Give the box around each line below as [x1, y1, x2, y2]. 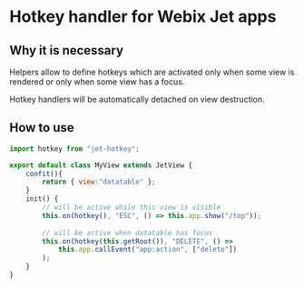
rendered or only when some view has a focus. [9, 76, 185, 87]
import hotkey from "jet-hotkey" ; [9, 144, 141, 154]
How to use [9, 120, 74, 135]
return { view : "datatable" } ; [42, 177, 156, 187]
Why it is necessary [9, 43, 124, 58]
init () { [25, 194, 59, 204]
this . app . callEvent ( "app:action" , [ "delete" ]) [57, 245, 238, 254]
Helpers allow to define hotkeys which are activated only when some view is [9, 66, 295, 77]
